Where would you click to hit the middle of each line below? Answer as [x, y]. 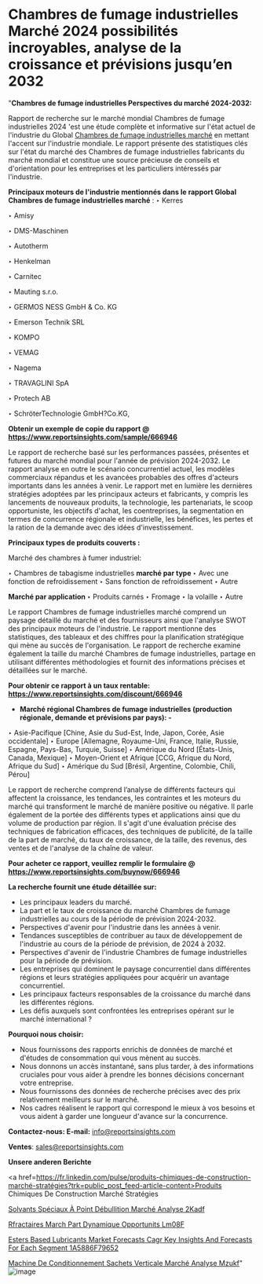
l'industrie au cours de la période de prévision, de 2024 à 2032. [122, 944]
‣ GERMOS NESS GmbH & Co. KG [63, 306]
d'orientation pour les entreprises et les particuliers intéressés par [115, 168]
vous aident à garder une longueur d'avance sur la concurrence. [124, 1116]
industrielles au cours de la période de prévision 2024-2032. [118, 919]
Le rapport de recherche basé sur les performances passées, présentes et [129, 452]
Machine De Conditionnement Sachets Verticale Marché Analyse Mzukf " [126, 1263]
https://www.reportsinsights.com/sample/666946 [93, 437]
